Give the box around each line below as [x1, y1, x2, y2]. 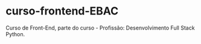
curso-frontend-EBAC [5, 4, 119, 18]
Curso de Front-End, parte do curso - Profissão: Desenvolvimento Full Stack [5, 24, 195, 31]
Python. [5, 30, 25, 37]
